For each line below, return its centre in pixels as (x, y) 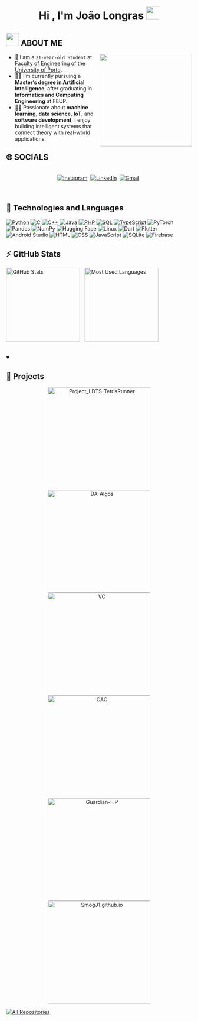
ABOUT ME (42, 43)
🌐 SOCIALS (27, 158)
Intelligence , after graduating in (53, 88)
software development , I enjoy (52, 120)
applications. (30, 139)
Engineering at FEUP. (41, 101)
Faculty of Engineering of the (50, 63)
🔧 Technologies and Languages (65, 208)
